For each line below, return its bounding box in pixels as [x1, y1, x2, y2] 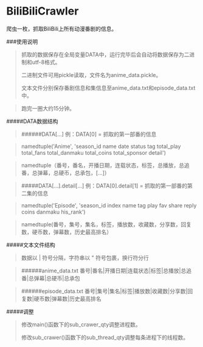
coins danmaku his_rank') [21, 208, 86, 215]
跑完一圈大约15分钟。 [21, 104, 75, 112]
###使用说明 [6, 38, 38, 45]
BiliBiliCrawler [6, 4, 79, 18]
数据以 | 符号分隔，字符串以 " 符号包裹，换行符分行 [21, 254, 149, 261]
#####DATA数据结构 [6, 117, 58, 125]
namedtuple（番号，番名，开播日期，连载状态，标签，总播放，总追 [21, 161, 190, 169]
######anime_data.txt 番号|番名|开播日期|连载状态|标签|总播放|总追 [21, 267, 192, 274]
